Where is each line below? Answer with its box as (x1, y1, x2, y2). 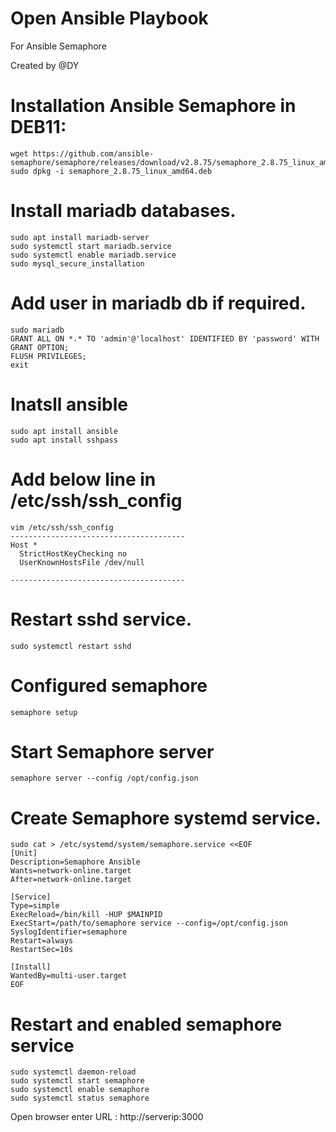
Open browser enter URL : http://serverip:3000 (10, 1111, 204, 1123)
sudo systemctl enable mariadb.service (10, 250, 177, 260)
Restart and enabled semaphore (10, 1013, 283, 1036)
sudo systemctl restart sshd (10, 641, 132, 651)
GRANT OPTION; (10, 342, 70, 352)
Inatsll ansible (10, 393, 128, 416)
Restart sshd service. (10, 608, 193, 631)
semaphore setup (10, 707, 78, 717)
